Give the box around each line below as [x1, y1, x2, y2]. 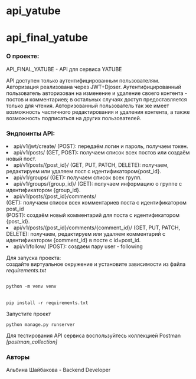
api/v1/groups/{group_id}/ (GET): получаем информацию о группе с [14, 180, 182, 187]
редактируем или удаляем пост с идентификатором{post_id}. [6, 167, 162, 174]
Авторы [6, 352, 30, 361]
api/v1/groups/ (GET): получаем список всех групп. [14, 174, 142, 181]
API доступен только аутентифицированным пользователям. [6, 77, 160, 84]
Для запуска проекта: [6, 254, 61, 261]
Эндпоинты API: [6, 129, 55, 137]
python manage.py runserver [6, 321, 76, 328]
